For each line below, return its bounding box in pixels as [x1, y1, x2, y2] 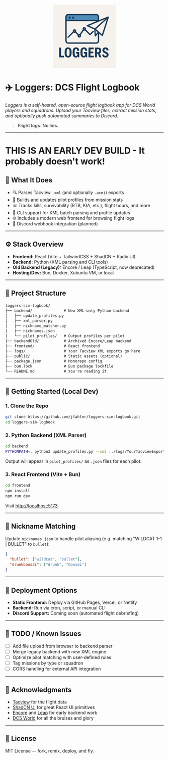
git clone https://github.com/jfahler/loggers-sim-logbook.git [5, 414, 141, 419]
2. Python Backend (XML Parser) [5, 432, 87, 439]
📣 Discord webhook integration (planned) [12, 220, 98, 226]
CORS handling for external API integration [12, 666, 101, 672]
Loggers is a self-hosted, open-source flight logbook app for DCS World [5, 102, 155, 108]
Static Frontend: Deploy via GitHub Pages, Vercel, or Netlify [12, 599, 137, 605]
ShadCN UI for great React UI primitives [12, 704, 95, 710]
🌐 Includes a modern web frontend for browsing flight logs [12, 215, 134, 221]
